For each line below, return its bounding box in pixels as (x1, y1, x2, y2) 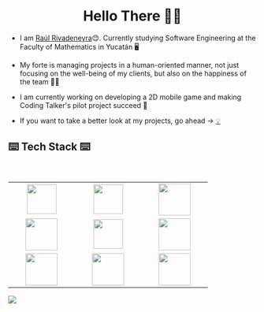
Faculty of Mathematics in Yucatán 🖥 (19, 42, 139, 51)
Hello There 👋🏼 (82, 7, 183, 25)
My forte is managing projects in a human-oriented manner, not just (19, 60, 240, 69)
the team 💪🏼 (19, 76, 60, 86)
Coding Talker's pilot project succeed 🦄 (19, 100, 148, 110)
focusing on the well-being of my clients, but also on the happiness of (19, 69, 247, 78)
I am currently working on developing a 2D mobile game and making (19, 92, 242, 102)
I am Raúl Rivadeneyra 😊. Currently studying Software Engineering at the (19, 33, 256, 43)
